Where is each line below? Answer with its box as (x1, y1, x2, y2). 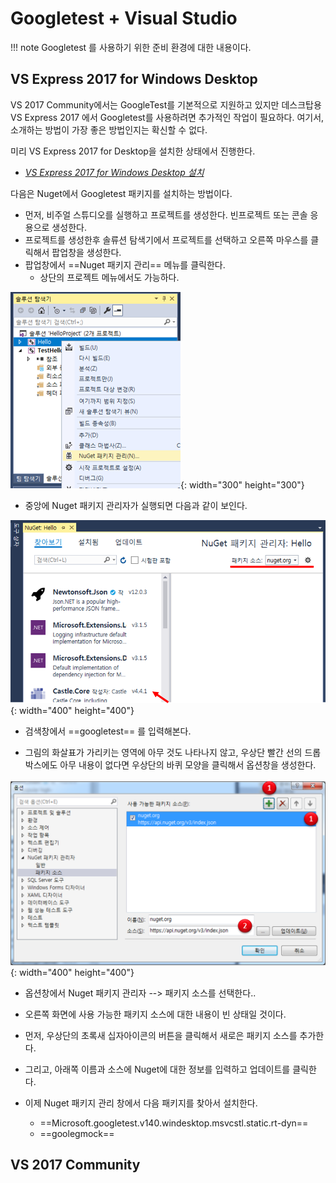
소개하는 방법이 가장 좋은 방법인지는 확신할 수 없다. (10, 123, 208, 136)
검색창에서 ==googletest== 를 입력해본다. (24, 725, 192, 737)
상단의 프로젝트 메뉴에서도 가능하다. (39, 271, 180, 283)
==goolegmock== (39, 1127, 115, 1139)
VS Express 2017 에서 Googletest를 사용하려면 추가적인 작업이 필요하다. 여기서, (10, 111, 325, 123)
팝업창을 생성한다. (51, 246, 122, 258)
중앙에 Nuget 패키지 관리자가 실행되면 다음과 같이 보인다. (24, 499, 248, 511)
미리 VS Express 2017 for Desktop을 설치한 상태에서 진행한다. (10, 145, 256, 157)
